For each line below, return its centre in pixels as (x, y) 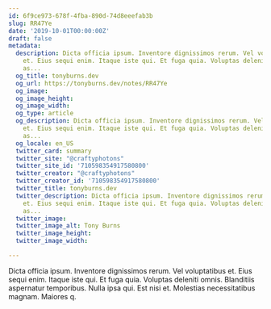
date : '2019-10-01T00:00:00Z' (59, 31)
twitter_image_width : (52, 241)
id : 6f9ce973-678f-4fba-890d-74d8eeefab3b (81, 16)
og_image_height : (45, 98)
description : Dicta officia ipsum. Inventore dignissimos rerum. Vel (135, 53)
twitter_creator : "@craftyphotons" (75, 173)
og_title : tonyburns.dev (57, 76)
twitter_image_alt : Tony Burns (68, 226)
